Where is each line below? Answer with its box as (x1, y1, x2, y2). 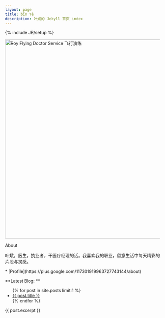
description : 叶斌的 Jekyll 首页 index (5, 16, 83, 21)
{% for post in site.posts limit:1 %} (12, 288, 81, 294)
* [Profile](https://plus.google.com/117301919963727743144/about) (5, 269, 141, 274)
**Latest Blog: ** (5, 278, 40, 284)
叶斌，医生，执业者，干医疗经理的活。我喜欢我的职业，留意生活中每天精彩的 (5, 253, 160, 259)
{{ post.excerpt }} (5, 307, 41, 314)
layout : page (5, 7, 32, 12)
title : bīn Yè (5, 12, 34, 17)
